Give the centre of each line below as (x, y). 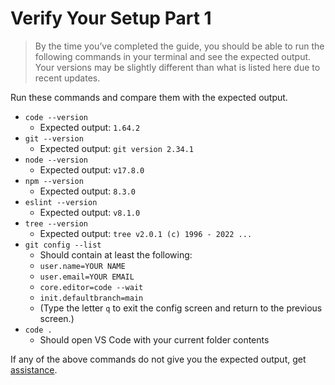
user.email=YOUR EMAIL (87, 277)
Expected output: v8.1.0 (90, 212)
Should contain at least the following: (116, 254)
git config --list (63, 245)
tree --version (56, 223)
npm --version (54, 181)
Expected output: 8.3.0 (87, 191)
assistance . (34, 369)
